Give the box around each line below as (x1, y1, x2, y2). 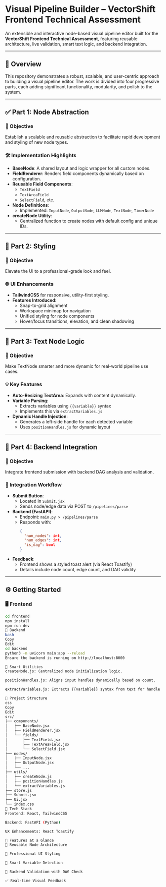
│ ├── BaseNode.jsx (5, 723, 50, 728)
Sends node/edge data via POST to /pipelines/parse (19, 503, 128, 509)
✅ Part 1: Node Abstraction (5, 108, 89, 117)
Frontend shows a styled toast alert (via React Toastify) (19, 561, 132, 567)
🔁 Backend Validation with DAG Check (5, 869, 83, 874)
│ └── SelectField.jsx (5, 746, 65, 752)
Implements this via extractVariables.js (19, 408, 103, 414)
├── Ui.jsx (5, 797, 28, 802)
